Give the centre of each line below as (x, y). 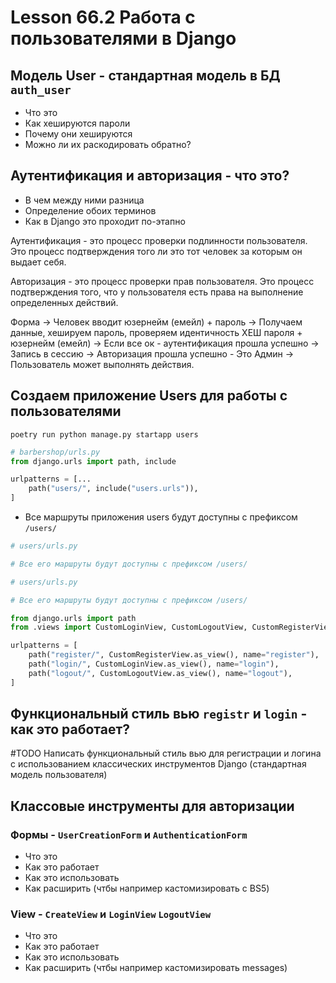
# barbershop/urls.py (55, 452)
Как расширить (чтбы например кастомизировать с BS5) (147, 888)
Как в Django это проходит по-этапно (105, 221)
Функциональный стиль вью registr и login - (159, 714)
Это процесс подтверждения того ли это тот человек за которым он (156, 251)
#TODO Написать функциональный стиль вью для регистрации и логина (166, 753)
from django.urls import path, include (93, 461)
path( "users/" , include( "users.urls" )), (113, 489)
